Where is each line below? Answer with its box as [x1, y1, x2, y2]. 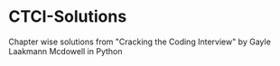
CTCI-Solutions [8, 6, 127, 27]
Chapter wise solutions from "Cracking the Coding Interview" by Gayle [8, 36, 272, 47]
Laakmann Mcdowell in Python [8, 45, 123, 56]
